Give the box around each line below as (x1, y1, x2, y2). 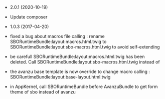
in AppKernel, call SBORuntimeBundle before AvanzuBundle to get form (10, 83, 158, 89)
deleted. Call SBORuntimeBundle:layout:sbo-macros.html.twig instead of (10, 59, 160, 64)
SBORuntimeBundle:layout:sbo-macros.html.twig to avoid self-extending (10, 44, 160, 49)
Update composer (10, 14, 48, 19)
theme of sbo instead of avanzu (10, 89, 76, 94)
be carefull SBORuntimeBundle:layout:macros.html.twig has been (10, 53, 145, 59)
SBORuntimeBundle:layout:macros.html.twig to (10, 38, 107, 44)
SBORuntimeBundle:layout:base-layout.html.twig (10, 74, 111, 79)
